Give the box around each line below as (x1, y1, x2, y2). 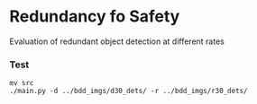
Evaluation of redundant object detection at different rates (9, 36, 225, 47)
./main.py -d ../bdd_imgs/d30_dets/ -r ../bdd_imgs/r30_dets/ (9, 87, 248, 96)
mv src (9, 79, 34, 88)
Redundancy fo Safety (9, 6, 180, 27)
